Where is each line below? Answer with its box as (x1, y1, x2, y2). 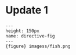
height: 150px (5, 27, 40, 34)
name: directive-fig (5, 33, 56, 39)
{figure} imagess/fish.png (5, 43, 71, 49)
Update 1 (5, 4, 49, 17)
